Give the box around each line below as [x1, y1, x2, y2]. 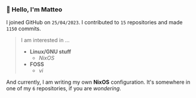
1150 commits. [6, 25, 41, 32]
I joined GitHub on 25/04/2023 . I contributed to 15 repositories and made [6, 19, 183, 26]
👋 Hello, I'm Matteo [6, 5, 63, 14]
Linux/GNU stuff [29, 48, 72, 55]
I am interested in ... [20, 37, 70, 44]
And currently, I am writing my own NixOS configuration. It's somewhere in [6, 78, 191, 86]
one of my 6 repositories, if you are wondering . [6, 85, 121, 92]
